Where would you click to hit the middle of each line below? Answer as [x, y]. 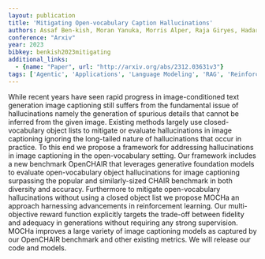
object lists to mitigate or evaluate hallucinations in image [139, 130]
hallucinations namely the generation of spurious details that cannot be [123, 113]
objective [23, 214]
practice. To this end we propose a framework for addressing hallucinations [131, 147]
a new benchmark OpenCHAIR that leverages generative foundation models [131, 163]
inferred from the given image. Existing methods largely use [105, 122]
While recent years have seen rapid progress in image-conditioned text [124, 96]
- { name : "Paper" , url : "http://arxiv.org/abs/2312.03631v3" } [119, 67]
